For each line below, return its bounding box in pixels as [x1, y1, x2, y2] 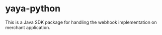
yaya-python [5, 3, 61, 14]
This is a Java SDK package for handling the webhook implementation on [5, 19, 157, 25]
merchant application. [5, 24, 50, 30]
